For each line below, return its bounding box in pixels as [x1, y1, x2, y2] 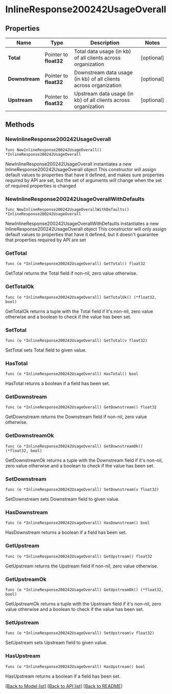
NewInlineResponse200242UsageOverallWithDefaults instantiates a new [5, 220, 159, 227]
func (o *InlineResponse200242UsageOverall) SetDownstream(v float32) [5, 487, 159, 493]
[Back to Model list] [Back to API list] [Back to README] [5, 683, 123, 689]
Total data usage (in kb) [74, 48, 132, 55]
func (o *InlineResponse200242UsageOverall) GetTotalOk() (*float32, [5, 295, 157, 300]
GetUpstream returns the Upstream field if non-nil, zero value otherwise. [5, 563, 159, 569]
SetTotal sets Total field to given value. [5, 347, 87, 353]
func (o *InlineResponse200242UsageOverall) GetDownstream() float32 [5, 405, 157, 410]
